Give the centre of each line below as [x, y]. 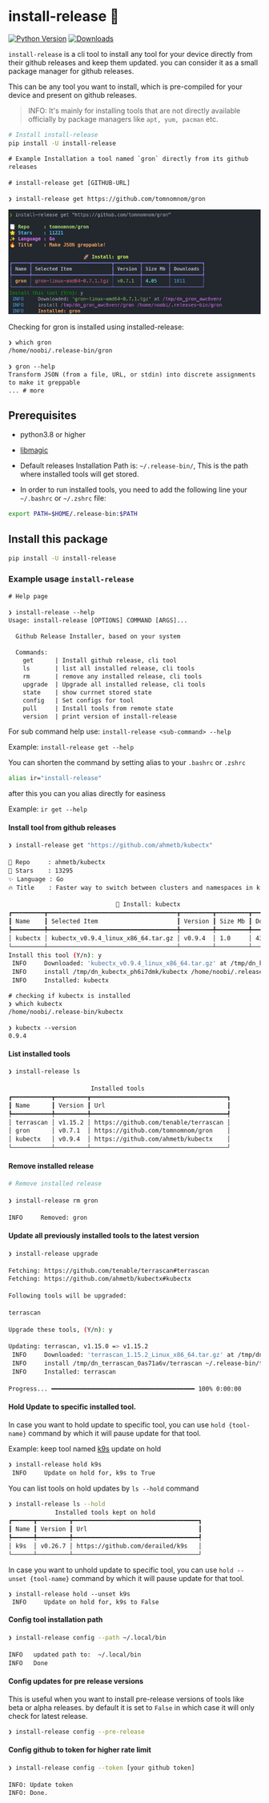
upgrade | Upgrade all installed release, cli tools [114, 685]
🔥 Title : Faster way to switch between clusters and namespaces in [131, 887]
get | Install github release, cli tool [100, 661]
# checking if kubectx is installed [69, 996]
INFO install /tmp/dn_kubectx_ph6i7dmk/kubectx [100, 972]
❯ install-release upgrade [53, 1254]
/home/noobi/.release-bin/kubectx [66, 1012]
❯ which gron [30, 343]
